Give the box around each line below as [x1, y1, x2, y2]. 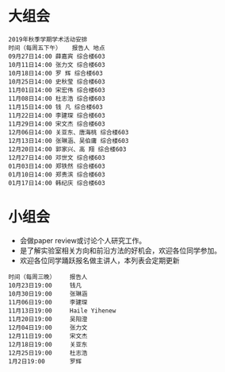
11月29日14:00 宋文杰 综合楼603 [8, 120, 105, 128]
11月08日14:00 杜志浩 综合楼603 [8, 95, 105, 103]
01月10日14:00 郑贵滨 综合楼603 [8, 170, 105, 179]
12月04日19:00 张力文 [8, 324, 88, 331]
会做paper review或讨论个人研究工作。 [19, 235, 147, 245]
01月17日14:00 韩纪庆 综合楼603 [8, 179, 105, 187]
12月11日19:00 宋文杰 [8, 331, 88, 340]
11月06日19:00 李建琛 [8, 298, 88, 306]
